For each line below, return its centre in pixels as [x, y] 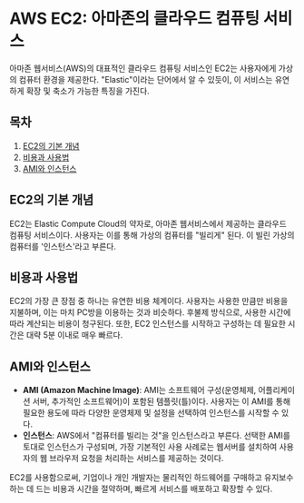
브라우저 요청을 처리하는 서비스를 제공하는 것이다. [137, 459]
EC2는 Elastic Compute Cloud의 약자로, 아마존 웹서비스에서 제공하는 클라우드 [148, 223]
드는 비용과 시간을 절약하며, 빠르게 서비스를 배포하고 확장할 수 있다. [154, 489]
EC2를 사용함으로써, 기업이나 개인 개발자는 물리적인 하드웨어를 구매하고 [136, 478]
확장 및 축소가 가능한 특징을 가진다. [88, 91]
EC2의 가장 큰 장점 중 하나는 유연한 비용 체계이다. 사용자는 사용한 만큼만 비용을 [149, 301]
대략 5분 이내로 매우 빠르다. [74, 335]
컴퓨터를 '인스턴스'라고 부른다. [63, 246]
